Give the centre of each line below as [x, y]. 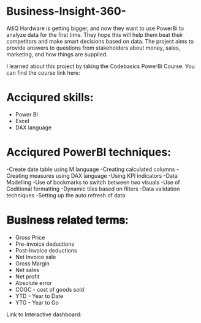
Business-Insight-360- [66, 11]
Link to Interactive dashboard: [44, 314]
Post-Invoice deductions [46, 250]
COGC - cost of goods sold [50, 289]
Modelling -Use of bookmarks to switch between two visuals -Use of [93, 182]
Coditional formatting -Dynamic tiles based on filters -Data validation [93, 189]
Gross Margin [32, 263]
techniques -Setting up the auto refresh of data [66, 195]
